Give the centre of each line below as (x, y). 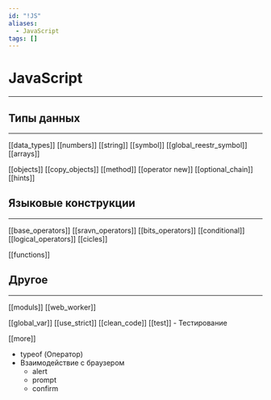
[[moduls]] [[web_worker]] (52, 307)
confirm (45, 388)
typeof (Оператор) (51, 354)
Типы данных (44, 118)
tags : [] (23, 38)
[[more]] (22, 338)
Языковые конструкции (72, 203)
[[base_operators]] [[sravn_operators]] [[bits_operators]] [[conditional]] (127, 230)
